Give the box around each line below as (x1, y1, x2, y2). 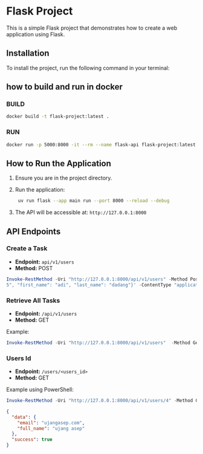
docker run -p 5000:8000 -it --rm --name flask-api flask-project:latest (6, 141, 196, 148)
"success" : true (11, 436, 53, 443)
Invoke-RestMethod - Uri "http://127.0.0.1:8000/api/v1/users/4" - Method (6, 398, 193, 404)
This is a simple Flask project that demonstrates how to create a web (6, 24, 178, 31)
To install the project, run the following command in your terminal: (6, 64, 170, 71)
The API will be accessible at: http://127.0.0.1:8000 (14, 209, 147, 216)
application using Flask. (6, 30, 65, 37)
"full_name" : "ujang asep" (17, 425, 85, 432)
